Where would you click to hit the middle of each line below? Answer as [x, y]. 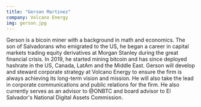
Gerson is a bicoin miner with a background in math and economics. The [96, 40]
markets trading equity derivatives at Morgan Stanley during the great [92, 53]
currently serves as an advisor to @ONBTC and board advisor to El [88, 91]
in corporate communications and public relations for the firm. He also [93, 85]
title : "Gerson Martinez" [38, 12]
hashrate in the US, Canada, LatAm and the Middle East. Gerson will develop [100, 66]
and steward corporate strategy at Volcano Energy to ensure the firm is [94, 72]
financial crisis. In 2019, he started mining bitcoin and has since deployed [97, 59]
